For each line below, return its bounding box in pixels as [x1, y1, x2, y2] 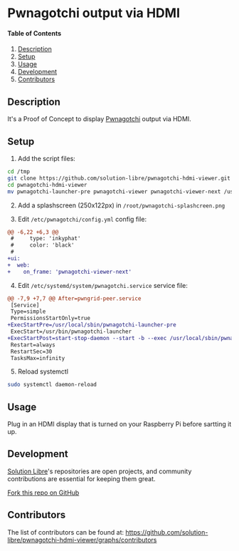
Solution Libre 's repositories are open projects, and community [7, 467, 192, 475]
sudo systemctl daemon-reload [7, 381, 97, 388]
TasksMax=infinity [10, 354, 65, 361]
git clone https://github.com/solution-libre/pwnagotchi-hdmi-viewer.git [7, 175, 231, 182]
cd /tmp [7, 168, 31, 175]
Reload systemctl [17, 367, 69, 376]
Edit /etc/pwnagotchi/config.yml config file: [17, 215, 147, 223]
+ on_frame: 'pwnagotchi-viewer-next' [7, 268, 132, 275]
